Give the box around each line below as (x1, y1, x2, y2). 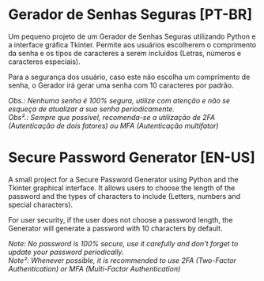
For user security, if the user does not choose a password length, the (8, 215, 233, 224)
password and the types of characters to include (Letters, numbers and (8, 191, 241, 200)
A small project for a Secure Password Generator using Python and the (8, 174, 239, 184)
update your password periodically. (8, 247, 124, 257)
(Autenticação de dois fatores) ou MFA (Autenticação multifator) (8, 121, 219, 130)
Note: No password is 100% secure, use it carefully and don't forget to (8, 238, 239, 248)
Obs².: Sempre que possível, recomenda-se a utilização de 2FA (8, 112, 216, 122)
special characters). (8, 200, 74, 209)
